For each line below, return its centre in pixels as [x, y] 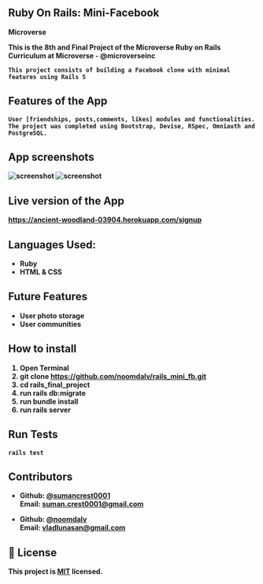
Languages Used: [52, 245]
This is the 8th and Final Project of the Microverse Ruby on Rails [115, 47]
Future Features [48, 297]
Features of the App [58, 101]
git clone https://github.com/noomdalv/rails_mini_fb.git [113, 376]
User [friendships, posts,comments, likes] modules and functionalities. [132, 119]
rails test [26, 452]
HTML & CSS [41, 272]
